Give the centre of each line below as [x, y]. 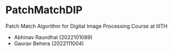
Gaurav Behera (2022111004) [49, 43]
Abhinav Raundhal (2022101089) [53, 37]
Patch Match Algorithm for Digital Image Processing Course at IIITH [86, 26]
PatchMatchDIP [44, 10]
